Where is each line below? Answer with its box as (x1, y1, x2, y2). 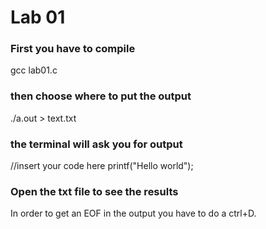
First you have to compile (10, 42, 136, 56)
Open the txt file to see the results (10, 185, 179, 198)
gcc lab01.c (10, 64, 58, 76)
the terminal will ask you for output (10, 137, 183, 151)
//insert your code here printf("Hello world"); (10, 160, 194, 172)
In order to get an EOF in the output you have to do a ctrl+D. (10, 207, 257, 220)
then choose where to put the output (10, 89, 192, 103)
